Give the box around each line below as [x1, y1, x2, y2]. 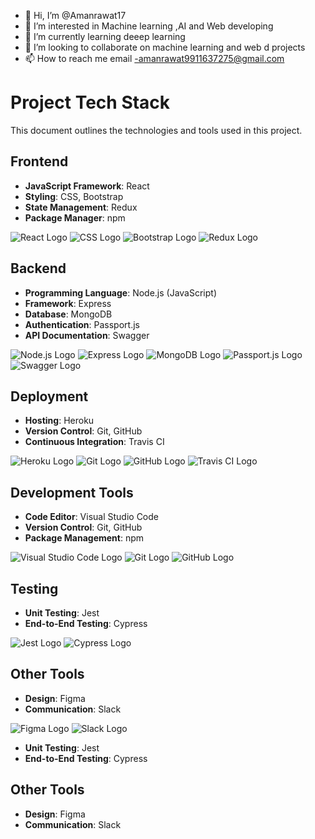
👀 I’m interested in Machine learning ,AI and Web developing [24, 20, 274, 32]
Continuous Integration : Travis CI [24, 436, 165, 448]
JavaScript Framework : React [24, 180, 150, 192]
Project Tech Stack [10, 91, 171, 114]
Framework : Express [24, 297, 112, 309]
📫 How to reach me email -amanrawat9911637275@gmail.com [24, 53, 285, 64]
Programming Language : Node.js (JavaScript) [24, 286, 218, 299]
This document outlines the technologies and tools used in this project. [10, 124, 303, 136]
